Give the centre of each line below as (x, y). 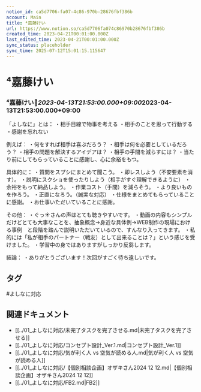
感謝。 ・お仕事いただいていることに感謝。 (64, 202)
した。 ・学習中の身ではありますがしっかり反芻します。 (85, 245)
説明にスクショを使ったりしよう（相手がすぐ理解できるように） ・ (108, 180)
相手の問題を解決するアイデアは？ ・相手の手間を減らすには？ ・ (103, 152)
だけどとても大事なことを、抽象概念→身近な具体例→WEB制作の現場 (91, 222)
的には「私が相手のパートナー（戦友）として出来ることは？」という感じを (98, 237)
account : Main (24, 17)
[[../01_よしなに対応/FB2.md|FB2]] (57, 382)
